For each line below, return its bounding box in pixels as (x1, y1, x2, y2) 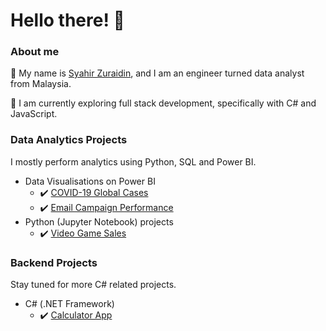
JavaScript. (10, 108, 58, 120)
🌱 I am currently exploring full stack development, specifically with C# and (10, 97, 317, 109)
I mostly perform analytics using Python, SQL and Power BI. (10, 155, 257, 168)
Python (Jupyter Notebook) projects (24, 215, 174, 228)
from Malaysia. (10, 78, 72, 90)
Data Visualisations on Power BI (24, 175, 156, 187)
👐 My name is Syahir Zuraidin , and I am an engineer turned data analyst (10, 67, 305, 79)
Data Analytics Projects (10, 133, 128, 147)
